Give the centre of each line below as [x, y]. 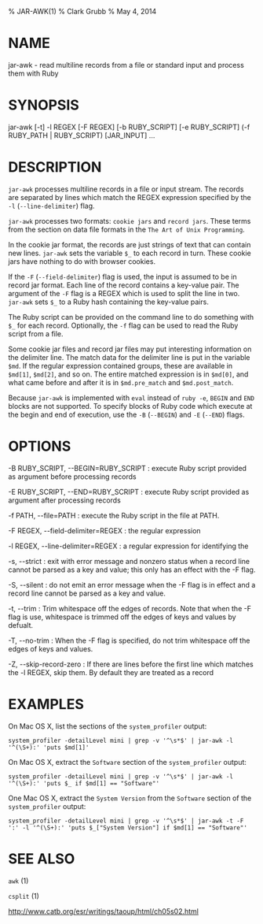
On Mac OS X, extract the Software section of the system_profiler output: [128, 762]
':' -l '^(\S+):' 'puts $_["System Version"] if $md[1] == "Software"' [128, 828]
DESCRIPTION [55, 167]
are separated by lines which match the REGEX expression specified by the [130, 197]
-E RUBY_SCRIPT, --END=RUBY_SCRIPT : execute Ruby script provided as [129, 492]
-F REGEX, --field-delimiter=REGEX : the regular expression [105, 530]
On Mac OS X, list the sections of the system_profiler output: [108, 726]
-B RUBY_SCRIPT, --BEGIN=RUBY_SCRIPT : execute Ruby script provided [128, 468]
